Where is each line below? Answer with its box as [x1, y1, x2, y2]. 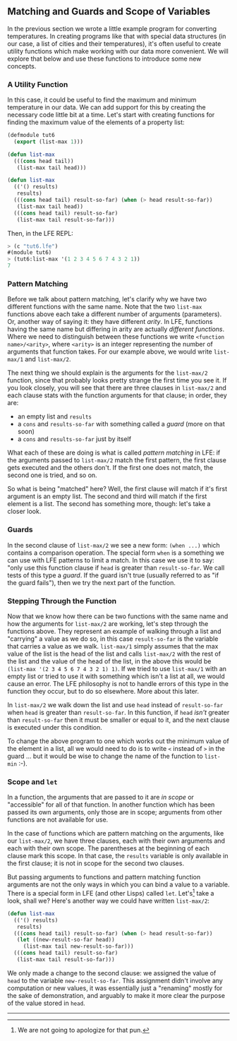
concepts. [7, 61, 37, 70]
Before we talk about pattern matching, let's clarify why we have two [7, 295, 207, 303]
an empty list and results [17, 412, 92, 421]
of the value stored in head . [7, 999, 86, 1007]
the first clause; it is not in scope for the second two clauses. [7, 859, 185, 867]
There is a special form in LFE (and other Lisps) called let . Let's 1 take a [7, 888, 214, 897]
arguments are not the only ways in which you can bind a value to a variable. [7, 880, 230, 889]
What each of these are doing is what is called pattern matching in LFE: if [7, 448, 221, 457]
